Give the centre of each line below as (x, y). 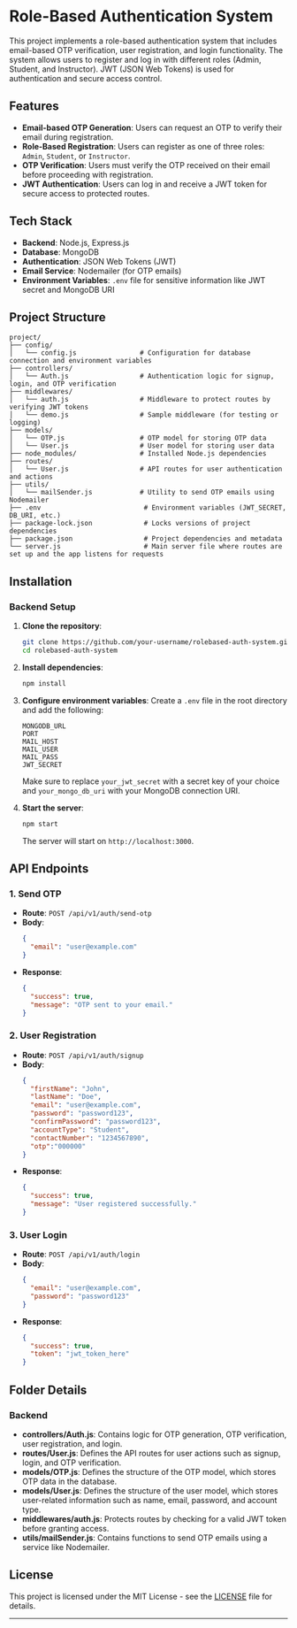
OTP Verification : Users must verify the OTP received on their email (146, 165)
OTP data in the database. (69, 1481)
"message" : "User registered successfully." (114, 1204)
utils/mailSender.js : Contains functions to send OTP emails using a (145, 1538)
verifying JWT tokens (49, 407)
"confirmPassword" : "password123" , (96, 1122)
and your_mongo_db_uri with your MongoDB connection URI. (131, 790)
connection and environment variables (80, 361)
